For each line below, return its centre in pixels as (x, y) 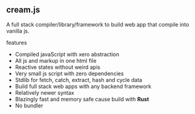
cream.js (23, 10)
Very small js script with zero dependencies (69, 73)
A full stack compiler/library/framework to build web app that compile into (98, 24)
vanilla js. (18, 31)
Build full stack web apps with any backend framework (83, 86)
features (17, 42)
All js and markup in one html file (56, 60)
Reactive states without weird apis (58, 67)
